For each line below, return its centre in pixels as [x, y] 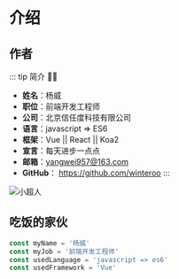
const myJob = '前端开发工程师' [64, 252]
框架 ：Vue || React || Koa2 [70, 139]
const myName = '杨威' [50, 243]
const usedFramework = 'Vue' [63, 268]
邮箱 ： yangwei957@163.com [75, 162]
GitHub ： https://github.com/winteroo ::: [96, 173]
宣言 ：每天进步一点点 [61, 151]
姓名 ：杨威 [42, 95]
